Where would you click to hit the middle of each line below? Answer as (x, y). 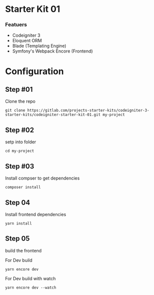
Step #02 (20, 130)
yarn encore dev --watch (31, 288)
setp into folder (21, 142)
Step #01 (19, 89)
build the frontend (24, 250)
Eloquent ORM (27, 41)
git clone (15, 111)
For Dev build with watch (30, 278)
